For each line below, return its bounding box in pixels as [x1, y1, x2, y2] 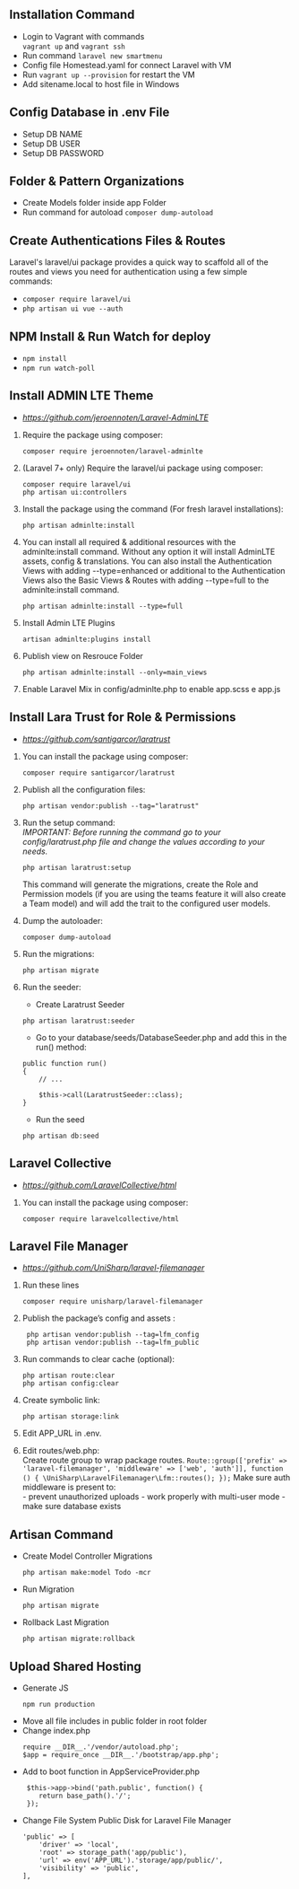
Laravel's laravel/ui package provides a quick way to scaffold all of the [9, 257, 269, 268]
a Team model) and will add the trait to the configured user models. [21, 898, 271, 909]
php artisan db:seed [21, 1131, 99, 1140]
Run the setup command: [21, 817, 115, 828]
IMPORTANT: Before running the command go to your [21, 826, 221, 838]
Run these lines [21, 1279, 80, 1291]
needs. [21, 846, 48, 857]
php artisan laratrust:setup [21, 863, 132, 872]
